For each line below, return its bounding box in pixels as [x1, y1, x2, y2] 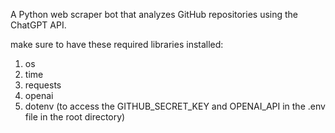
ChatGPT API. [10, 19, 67, 31]
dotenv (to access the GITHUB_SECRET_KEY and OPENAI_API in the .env [24, 100, 326, 112]
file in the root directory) [24, 111, 126, 123]
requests [24, 79, 62, 91]
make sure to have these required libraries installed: [10, 39, 224, 50]
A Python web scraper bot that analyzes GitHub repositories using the [10, 9, 299, 20]
